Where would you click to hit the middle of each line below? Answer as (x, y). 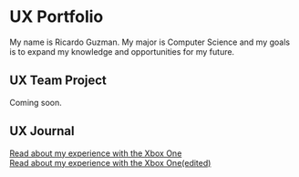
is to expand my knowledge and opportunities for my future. (122, 51)
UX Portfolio (57, 17)
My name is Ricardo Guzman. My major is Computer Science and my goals (149, 42)
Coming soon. (36, 102)
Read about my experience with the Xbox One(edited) (110, 162)
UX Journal (42, 131)
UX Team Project (58, 81)
